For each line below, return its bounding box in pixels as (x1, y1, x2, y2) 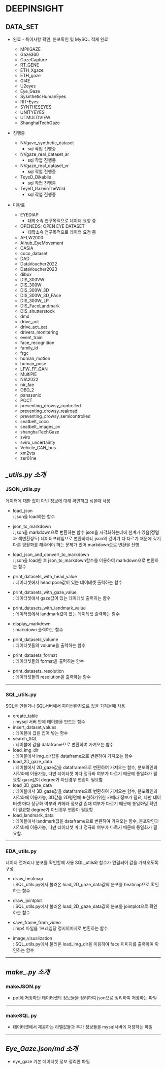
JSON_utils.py (5, 486, 41, 493)
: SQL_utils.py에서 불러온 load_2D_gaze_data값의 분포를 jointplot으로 (12, 903, 148, 909)
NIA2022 (20, 377, 39, 382)
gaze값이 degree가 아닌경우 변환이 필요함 (22, 776, 103, 782)
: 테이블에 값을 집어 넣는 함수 (12, 730, 68, 736)
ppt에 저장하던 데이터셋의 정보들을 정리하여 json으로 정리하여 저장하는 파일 (12, 994, 157, 1001)
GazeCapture (20, 57, 47, 62)
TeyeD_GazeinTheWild (20, 186, 66, 191)
